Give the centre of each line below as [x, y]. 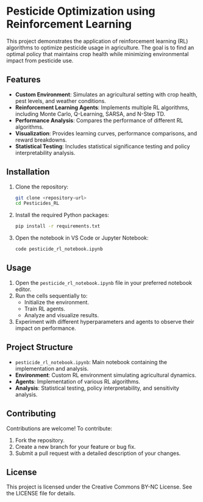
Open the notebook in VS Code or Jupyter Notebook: [82, 238]
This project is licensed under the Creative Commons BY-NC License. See [99, 487]
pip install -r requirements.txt [58, 226]
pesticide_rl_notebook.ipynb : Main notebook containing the [91, 362]
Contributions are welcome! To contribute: [59, 428]
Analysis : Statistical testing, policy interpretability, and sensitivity [97, 388]
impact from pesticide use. [40, 60]
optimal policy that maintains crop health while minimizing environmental [98, 54]
